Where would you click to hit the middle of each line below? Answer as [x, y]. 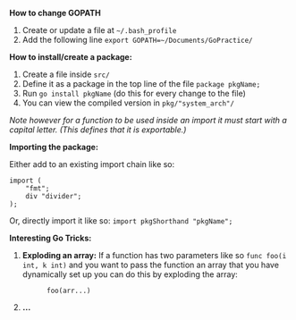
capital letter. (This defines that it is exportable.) [98, 130]
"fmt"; [38, 189]
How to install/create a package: [71, 57]
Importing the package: [54, 147]
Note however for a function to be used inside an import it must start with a [148, 120]
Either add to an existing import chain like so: [92, 164]
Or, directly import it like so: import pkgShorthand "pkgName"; [121, 221]
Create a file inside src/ [66, 74]
